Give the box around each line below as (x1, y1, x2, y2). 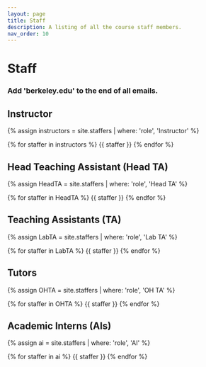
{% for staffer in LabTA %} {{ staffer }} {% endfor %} (7, 246, 161, 255)
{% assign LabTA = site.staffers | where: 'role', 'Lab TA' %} (7, 232, 178, 241)
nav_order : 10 (7, 30, 50, 38)
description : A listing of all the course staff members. (7, 23, 182, 30)
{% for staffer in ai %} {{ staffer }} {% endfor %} (7, 352, 148, 361)
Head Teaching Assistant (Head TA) (7, 161, 168, 173)
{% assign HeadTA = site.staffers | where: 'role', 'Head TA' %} (7, 179, 188, 188)
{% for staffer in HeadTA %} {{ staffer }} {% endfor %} (7, 193, 166, 202)
